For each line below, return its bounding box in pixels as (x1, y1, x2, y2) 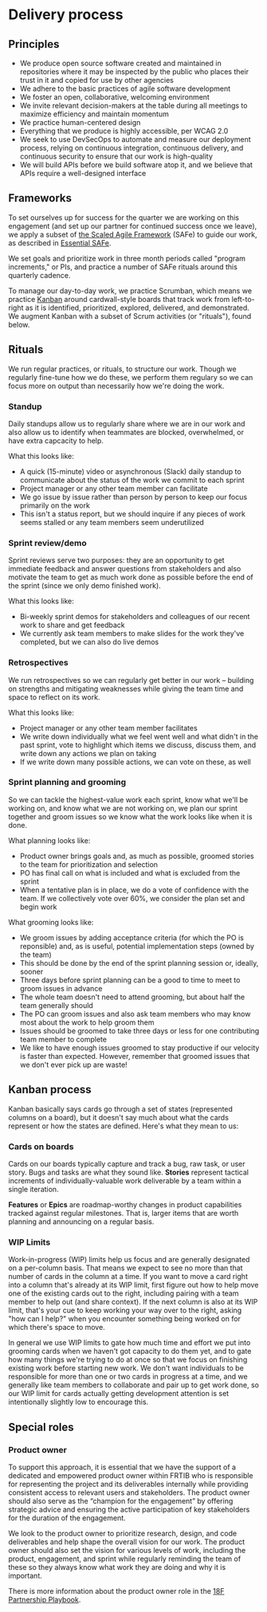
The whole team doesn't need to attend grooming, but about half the (19, 992, 245, 1002)
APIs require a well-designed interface (19, 169, 147, 178)
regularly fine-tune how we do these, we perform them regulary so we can (8, 372, 253, 382)
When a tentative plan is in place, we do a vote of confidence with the (19, 884, 249, 894)
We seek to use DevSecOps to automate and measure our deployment (19, 135, 251, 144)
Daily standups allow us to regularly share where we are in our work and (8, 418, 245, 428)
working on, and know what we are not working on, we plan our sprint (8, 803, 238, 813)
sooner (19, 967, 44, 976)
